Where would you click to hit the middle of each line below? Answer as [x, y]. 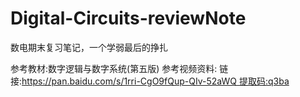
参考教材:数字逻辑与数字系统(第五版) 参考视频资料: [114, 68]
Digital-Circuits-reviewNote [128, 18]
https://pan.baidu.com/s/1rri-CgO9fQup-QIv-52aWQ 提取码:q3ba [155, 81]
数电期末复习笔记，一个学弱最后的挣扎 [89, 47]
